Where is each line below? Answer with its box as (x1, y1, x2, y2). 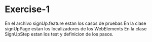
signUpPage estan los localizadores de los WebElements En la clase (5, 25, 147, 31)
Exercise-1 (5, 4, 50, 15)
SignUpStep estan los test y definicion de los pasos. (5, 31, 113, 37)
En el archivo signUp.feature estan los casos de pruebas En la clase (5, 20, 146, 26)
